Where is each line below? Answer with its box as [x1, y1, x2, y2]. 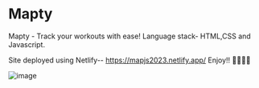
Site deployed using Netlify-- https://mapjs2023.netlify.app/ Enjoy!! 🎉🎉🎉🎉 [8, 55, 251, 65]
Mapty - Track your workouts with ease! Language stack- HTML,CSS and [8, 31, 251, 41]
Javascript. [8, 39, 46, 49]
